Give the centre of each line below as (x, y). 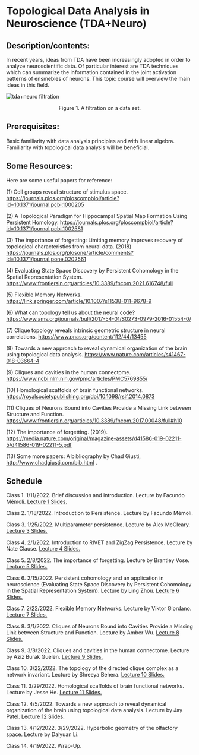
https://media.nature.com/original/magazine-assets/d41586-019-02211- (94, 438)
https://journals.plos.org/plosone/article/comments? (70, 252)
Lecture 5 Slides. (27, 567)
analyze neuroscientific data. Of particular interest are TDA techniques (92, 66)
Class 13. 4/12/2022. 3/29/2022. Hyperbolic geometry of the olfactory (92, 728)
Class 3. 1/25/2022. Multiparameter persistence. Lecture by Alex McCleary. (98, 525)
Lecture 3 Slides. (27, 531)
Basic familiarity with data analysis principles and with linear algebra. (91, 141)
